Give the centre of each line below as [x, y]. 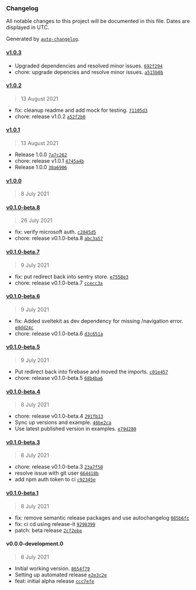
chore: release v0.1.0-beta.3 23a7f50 [59, 467]
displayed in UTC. [28, 27]
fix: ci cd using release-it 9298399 [55, 524]
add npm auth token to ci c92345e [55, 479]
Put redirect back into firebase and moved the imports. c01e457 [91, 372]
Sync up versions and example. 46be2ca [63, 423]
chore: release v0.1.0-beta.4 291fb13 [59, 416]
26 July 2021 [36, 221]
